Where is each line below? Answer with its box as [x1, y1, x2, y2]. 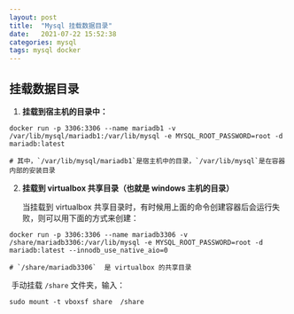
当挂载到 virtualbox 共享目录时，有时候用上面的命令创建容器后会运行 [21, 201, 273, 212]
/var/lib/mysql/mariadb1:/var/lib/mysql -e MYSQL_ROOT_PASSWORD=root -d [9, 131, 283, 140]
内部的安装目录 [9, 166, 56, 175]
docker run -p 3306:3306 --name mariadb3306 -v [9, 230, 189, 239]
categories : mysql [9, 37, 77, 47]
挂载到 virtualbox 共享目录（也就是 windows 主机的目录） [21, 183, 235, 193]
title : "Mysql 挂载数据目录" [9, 21, 112, 30]
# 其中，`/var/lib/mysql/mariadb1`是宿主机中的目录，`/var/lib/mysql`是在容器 [9, 156, 286, 165]
